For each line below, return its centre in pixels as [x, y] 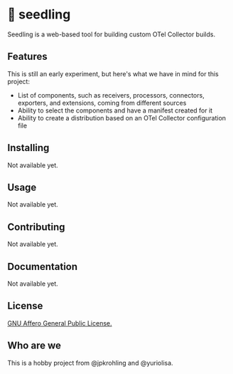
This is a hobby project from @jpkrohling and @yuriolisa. [90, 363]
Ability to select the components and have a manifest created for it [115, 110]
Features [27, 57]
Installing [28, 148]
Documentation [43, 266]
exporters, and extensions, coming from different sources [102, 103]
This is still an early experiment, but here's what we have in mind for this [113, 73]
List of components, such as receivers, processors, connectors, [111, 95]
